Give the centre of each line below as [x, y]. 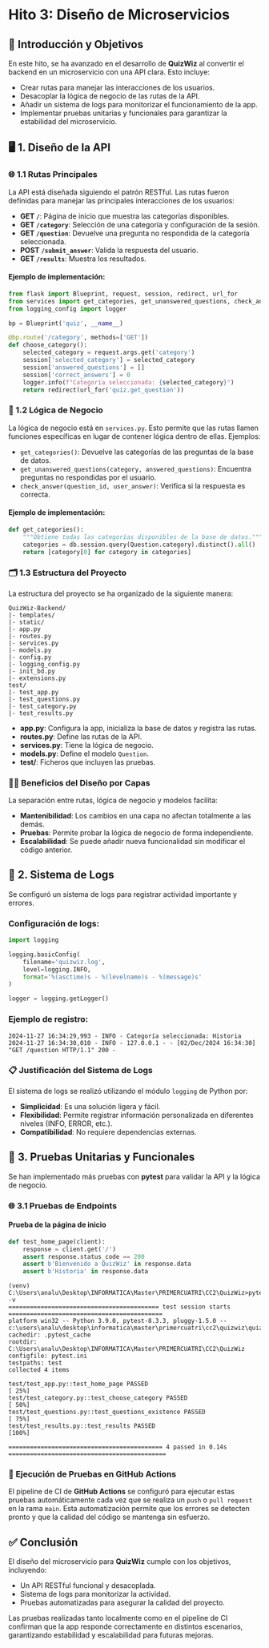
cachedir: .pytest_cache [50, 1335]
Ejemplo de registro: [48, 1019]
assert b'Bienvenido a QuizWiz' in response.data [107, 1264]
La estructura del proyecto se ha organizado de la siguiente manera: [121, 593]
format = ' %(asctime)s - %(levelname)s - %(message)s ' [112, 977]
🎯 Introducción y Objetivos [76, 44]
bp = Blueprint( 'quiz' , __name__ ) [66, 323]
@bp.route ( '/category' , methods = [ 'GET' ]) [78, 338]
